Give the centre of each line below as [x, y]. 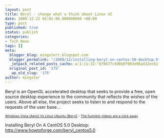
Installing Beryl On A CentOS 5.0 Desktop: [47, 125]
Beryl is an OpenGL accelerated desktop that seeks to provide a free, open [80, 91]
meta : [10, 50]
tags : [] [14, 46]
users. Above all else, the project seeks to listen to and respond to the [75, 102]
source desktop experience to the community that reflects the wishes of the [81, 97]
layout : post [18, 10]
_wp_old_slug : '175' [30, 73]
